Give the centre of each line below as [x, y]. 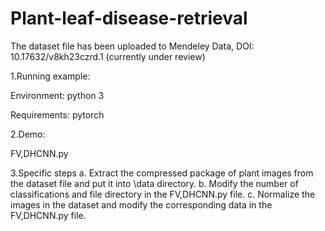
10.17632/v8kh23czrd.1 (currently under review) [108, 56]
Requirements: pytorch [57, 114]
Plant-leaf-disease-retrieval [129, 18]
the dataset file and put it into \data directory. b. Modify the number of [154, 183]
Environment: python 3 [57, 95]
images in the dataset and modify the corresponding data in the [141, 204]
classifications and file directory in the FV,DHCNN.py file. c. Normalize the [163, 194]
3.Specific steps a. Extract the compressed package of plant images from [162, 173]
